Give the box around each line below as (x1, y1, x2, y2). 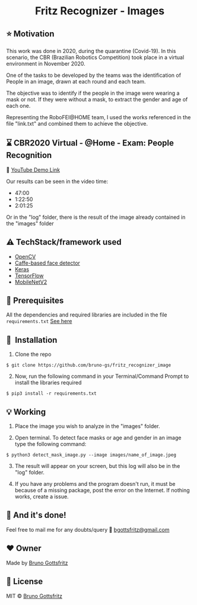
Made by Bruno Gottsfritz (6, 559, 68, 566)
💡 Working (6, 407, 46, 417)
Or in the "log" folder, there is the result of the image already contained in (6, 213, 186, 221)
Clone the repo (14, 350, 52, 358)
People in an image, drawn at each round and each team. (6, 78, 146, 85)
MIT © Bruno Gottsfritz (6, 592, 62, 600)
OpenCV (14, 253, 36, 260)
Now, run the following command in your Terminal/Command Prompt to (14, 373, 189, 380)
